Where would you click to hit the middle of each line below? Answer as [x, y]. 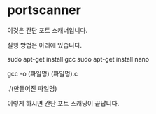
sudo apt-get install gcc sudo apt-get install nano [78, 59]
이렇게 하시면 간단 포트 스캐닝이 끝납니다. [63, 103]
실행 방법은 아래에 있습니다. [45, 45]
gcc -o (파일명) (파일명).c [43, 73]
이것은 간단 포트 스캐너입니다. [48, 30]
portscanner [44, 10]
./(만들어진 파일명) [32, 88]
